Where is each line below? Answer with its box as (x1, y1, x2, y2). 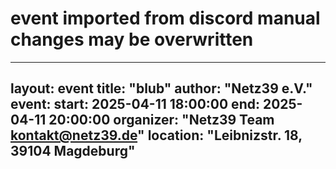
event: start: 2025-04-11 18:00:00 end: (10, 96, 260, 113)
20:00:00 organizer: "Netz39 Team (48, 112, 275, 129)
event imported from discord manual (10, 7, 321, 30)
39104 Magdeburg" (10, 143, 136, 160)
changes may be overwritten (10, 28, 254, 51)
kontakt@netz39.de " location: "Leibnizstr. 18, (10, 127, 303, 144)
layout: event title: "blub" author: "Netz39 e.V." (10, 80, 313, 97)
